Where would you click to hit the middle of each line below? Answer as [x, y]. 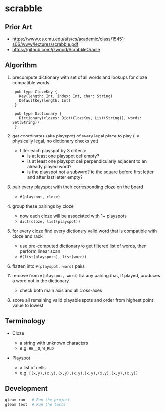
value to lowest [28, 305]
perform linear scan [40, 251]
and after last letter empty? [55, 177]
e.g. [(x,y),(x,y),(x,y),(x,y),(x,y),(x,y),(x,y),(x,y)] [79, 373]
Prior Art [19, 27]
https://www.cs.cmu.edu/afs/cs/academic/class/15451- [69, 39]
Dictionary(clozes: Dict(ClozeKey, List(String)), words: [81, 118]
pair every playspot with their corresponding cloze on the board [78, 187]
